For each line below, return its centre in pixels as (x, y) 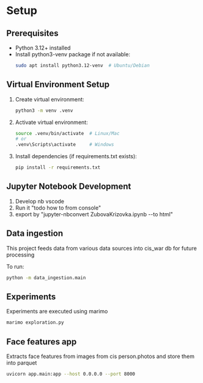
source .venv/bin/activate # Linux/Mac (67, 133)
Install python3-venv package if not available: (72, 54)
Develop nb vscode (40, 201)
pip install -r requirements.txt (58, 168)
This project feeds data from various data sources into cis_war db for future (102, 248)
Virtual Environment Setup (58, 85)
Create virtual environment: (50, 99)
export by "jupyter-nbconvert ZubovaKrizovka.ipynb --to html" (94, 214)
